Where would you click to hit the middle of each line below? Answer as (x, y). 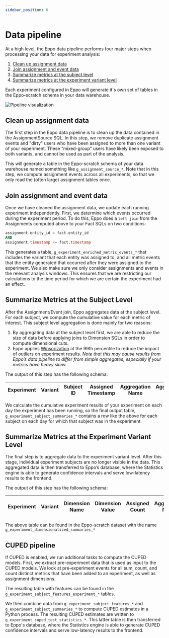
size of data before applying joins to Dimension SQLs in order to (79, 338)
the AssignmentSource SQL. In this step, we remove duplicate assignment (82, 138)
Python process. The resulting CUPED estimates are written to (70, 614)
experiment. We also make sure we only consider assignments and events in (84, 268)
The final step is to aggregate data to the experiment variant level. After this (83, 457)
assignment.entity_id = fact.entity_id (47, 233)
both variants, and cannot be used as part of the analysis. (65, 154)
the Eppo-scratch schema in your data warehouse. (58, 95)
